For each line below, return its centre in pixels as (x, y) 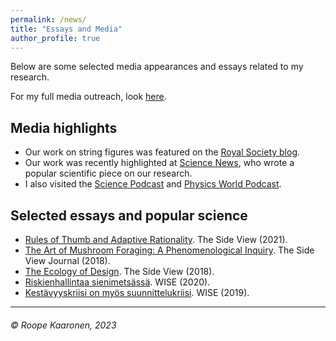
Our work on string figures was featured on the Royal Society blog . (162, 152)
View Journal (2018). (67, 260)
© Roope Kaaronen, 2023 (63, 325)
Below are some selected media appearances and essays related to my (157, 67)
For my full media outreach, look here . (88, 97)
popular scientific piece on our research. (108, 173)
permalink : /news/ (48, 19)
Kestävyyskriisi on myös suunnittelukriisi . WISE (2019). (137, 292)
